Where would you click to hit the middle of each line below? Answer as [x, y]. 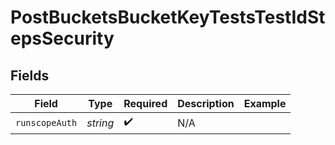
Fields [30, 75]
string [100, 123]
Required [145, 103]
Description [206, 103]
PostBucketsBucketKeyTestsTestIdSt [168, 17]
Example [265, 103]
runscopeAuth [46, 122]
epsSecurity [62, 38]
